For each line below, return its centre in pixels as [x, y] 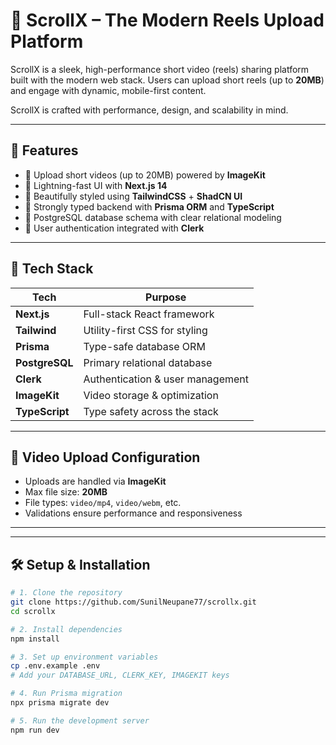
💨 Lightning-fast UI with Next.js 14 [96, 185]
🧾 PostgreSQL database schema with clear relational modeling [153, 217]
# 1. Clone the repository [66, 593]
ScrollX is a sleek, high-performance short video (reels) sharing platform [160, 69]
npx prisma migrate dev [60, 703]
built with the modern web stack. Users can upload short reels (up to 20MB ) [167, 80]
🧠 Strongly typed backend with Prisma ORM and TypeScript [149, 206]
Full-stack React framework [149, 314]
